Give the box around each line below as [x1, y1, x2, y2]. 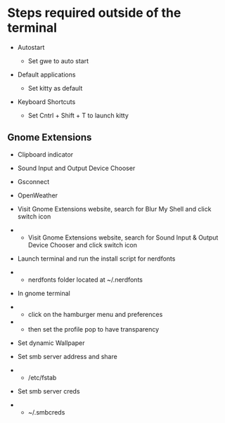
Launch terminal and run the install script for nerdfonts [17, 254, 176, 263]
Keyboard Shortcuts [17, 97, 76, 106]
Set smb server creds [17, 386, 80, 395]
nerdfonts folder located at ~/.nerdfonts [27, 275, 143, 284]
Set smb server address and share [17, 352, 117, 360]
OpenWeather [17, 191, 58, 200]
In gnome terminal [17, 289, 70, 297]
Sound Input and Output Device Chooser [17, 164, 136, 172]
